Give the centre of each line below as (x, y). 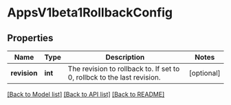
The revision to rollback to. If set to (124, 69)
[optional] (205, 73)
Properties (30, 38)
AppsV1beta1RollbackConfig (90, 13)
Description (125, 57)
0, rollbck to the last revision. (114, 77)
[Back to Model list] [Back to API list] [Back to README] (86, 94)
